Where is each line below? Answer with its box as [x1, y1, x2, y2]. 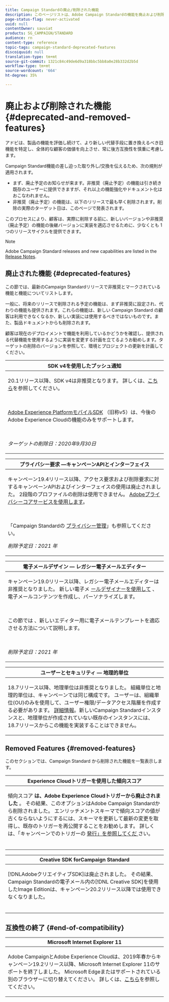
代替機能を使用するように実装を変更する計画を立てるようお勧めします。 [9, 336, 159, 342]
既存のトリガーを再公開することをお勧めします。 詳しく [23, 823, 155, 830]
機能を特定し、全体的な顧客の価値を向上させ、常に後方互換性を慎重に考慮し [5, 146, 164, 152]
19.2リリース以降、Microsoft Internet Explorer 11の [32, 961, 155, 968]
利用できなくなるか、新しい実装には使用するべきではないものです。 [14, 313, 155, 319]
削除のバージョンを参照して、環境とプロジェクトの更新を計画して [27, 343, 163, 349]
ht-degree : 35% [5, 73, 37, 78]
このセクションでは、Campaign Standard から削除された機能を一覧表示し [5, 758, 158, 764]
